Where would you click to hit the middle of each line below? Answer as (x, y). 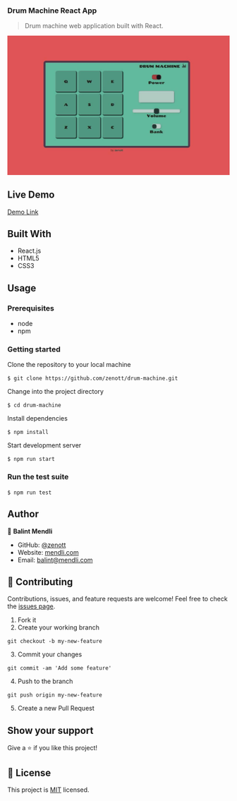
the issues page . (31, 606)
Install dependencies (38, 418)
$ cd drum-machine (34, 405)
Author (23, 514)
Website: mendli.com (48, 552)
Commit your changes (50, 654)
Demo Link (23, 212)
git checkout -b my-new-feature (55, 642)
